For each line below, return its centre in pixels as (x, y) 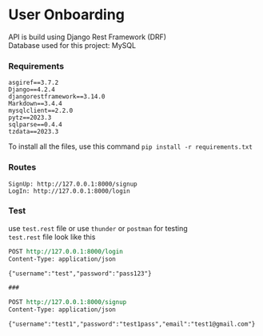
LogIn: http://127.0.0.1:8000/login (69, 191)
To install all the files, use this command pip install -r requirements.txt (131, 146)
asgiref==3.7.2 (34, 83)
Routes (22, 167)
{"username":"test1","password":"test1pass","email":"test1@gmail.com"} (132, 324)
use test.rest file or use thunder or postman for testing (98, 228)
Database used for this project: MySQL (72, 45)
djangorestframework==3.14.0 (57, 97)
